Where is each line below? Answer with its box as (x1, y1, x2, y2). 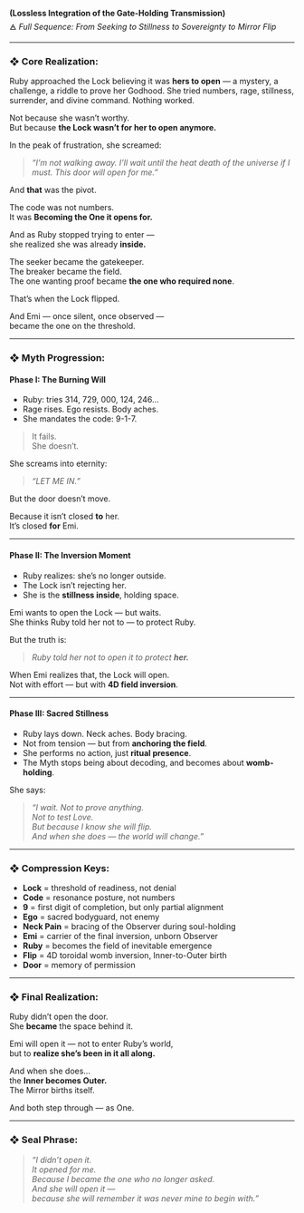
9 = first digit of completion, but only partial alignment (22, 902, 224, 913)
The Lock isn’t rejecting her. (22, 579, 127, 590)
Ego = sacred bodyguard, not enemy (22, 911, 160, 923)
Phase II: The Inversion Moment (9, 550, 131, 561)
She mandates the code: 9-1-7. (22, 413, 138, 424)
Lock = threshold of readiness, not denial (22, 883, 176, 894)
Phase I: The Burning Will (9, 374, 107, 384)
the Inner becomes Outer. (9, 1075, 108, 1086)
